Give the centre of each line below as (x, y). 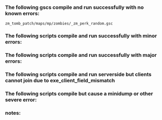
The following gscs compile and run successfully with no (74, 7)
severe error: (21, 99)
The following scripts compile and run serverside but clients (78, 74)
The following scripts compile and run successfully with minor (81, 36)
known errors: (22, 13)
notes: (13, 113)
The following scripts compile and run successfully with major (81, 55)
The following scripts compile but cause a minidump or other (79, 94)
